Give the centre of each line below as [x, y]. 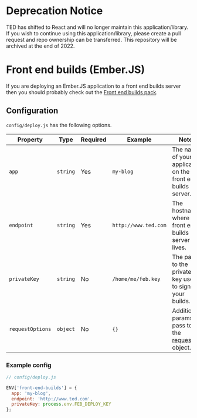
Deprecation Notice [55, 11]
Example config [29, 365]
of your [182, 157]
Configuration [32, 111]
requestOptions [30, 329]
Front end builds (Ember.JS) [76, 70]
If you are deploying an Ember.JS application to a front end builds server [94, 86]
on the [181, 171]
